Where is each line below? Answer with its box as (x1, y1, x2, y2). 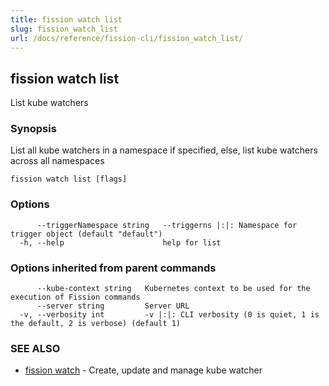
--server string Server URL (36, 301, 190, 311)
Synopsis (10, 122, 57, 136)
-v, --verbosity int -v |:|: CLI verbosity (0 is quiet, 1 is (19, 310, 320, 320)
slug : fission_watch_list (10, 24, 118, 34)
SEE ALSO (10, 342, 61, 355)
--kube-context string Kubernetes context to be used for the (36, 284, 311, 294)
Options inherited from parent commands (10, 261, 217, 275)
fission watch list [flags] (10, 174, 128, 185)
